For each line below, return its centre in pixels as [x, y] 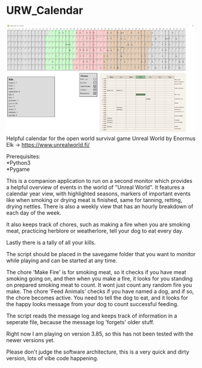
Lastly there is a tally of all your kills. [51, 243]
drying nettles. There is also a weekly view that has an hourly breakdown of [100, 207]
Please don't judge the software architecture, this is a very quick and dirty [98, 352]
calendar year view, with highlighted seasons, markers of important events [99, 194]
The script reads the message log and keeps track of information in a [92, 316]
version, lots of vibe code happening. [52, 358]
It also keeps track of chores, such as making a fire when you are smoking [98, 225]
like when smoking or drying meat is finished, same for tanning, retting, [94, 200]
